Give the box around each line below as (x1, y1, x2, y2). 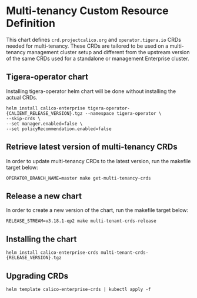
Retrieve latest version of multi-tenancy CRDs (6, 142, 178, 152)
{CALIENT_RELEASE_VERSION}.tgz (6, 110, 83, 116)
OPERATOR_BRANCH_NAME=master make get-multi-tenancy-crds (6, 175, 151, 181)
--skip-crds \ (6, 115, 41, 121)
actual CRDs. (6, 94, 38, 101)
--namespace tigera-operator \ (85, 110, 162, 116)
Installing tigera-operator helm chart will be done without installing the (6, 87, 176, 95)
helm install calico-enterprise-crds (6, 250, 99, 256)
